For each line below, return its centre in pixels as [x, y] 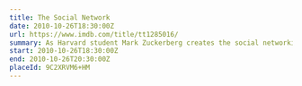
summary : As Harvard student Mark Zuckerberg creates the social [134, 43]
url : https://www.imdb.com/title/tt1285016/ [94, 34]
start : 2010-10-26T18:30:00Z [64, 51]
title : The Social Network [60, 17]
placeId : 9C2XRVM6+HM [50, 68]
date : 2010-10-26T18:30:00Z [62, 26]
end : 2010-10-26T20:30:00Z [60, 59]
